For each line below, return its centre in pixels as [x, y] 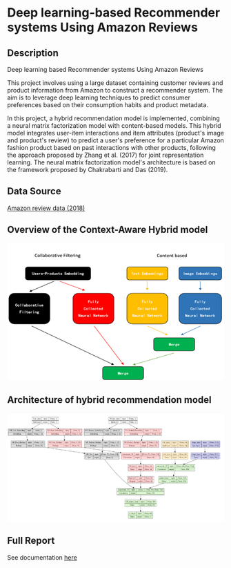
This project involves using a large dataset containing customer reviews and [115, 83]
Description [33, 53]
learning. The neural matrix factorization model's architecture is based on [111, 162]
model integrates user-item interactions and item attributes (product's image [115, 133]
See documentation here [42, 557]
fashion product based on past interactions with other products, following [111, 148]
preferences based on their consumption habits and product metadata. [108, 105]
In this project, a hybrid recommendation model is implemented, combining [114, 118]
